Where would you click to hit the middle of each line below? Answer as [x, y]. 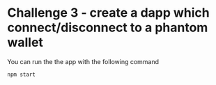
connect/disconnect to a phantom [108, 28]
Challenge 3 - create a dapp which [109, 13]
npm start [22, 75]
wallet [25, 42]
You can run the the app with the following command [83, 61]
